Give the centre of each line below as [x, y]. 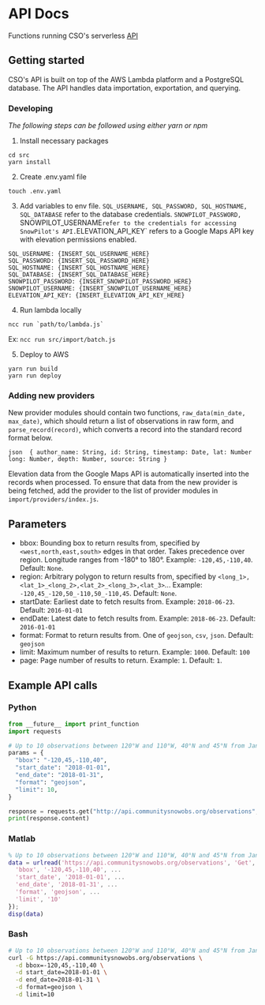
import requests [35, 731]
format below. [31, 438]
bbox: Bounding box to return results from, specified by [110, 543]
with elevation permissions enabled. [78, 240]
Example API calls [53, 685]
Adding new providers [52, 396]
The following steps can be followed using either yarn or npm [108, 126]
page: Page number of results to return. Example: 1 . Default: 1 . [121, 661]
